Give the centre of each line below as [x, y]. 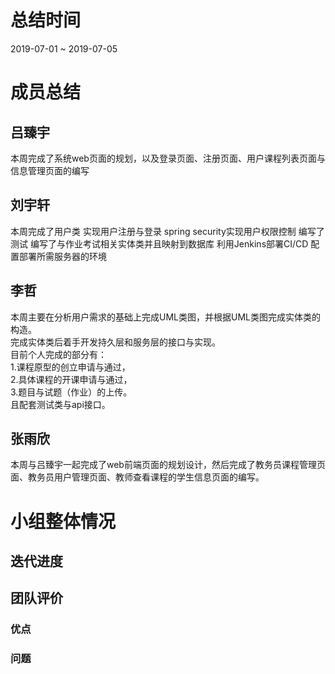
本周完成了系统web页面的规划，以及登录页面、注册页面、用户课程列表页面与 [168, 158]
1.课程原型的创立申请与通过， [70, 367]
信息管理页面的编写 [50, 170]
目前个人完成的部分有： [58, 354]
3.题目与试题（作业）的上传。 [71, 392]
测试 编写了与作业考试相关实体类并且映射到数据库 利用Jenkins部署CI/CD [159, 243]
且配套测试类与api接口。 [60, 404]
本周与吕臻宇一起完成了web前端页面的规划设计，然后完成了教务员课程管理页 [168, 465]
